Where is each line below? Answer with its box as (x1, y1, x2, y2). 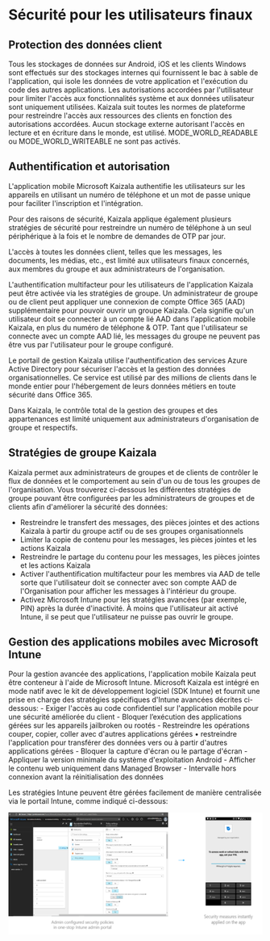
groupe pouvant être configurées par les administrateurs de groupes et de (8, 493, 255, 502)
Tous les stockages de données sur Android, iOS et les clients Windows (8, 59, 247, 69)
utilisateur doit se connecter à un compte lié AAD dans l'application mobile (8, 313, 256, 324)
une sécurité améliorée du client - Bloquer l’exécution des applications (8, 712, 242, 722)
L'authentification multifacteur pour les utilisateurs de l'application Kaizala (8, 279, 254, 289)
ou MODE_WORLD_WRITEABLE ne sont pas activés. (8, 137, 181, 146)
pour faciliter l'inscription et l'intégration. (8, 198, 143, 208)
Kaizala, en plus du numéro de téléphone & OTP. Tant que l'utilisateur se (8, 322, 248, 332)
